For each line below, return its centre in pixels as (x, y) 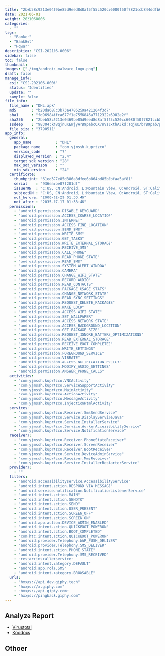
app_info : (15, 133)
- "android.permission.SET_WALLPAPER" (54, 316)
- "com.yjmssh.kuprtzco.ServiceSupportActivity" (65, 385)
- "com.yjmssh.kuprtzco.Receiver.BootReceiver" (63, 449)
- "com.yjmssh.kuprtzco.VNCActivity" (53, 380)
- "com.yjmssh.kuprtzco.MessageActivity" (57, 399)
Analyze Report (29, 616)
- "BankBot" (22, 42)
